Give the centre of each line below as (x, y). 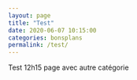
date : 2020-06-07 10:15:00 (52, 30)
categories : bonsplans (45, 38)
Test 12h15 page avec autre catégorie (68, 67)
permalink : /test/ (38, 45)
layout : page (30, 15)
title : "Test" (31, 23)
